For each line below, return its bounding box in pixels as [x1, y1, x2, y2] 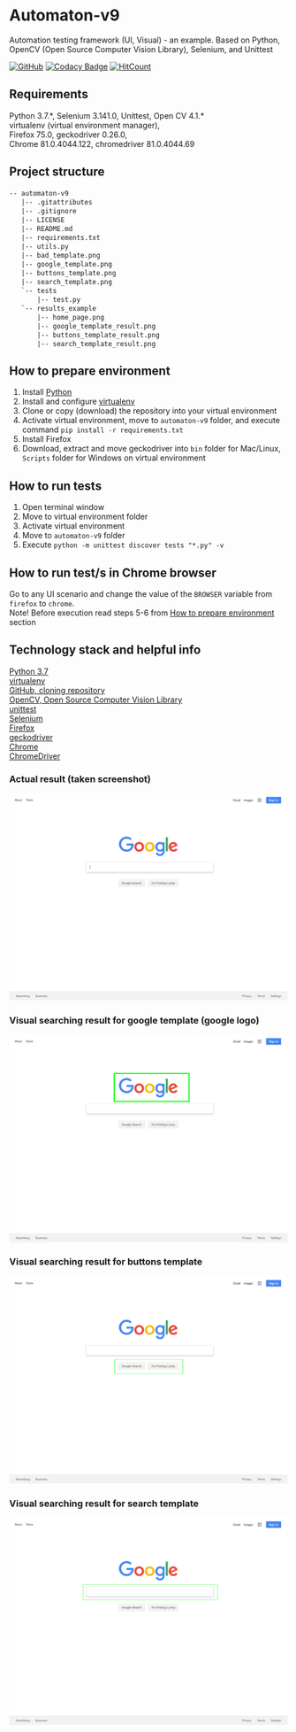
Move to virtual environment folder [21, 511, 148, 522]
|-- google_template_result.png [36, 321, 156, 330]
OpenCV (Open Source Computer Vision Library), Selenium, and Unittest [9, 43, 274, 54]
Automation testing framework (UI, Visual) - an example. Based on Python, [9, 35, 281, 45]
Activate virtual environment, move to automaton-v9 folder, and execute [21, 415, 281, 426]
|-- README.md [20, 224, 73, 233]
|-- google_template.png [20, 259, 113, 268]
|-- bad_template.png [20, 251, 101, 259]
